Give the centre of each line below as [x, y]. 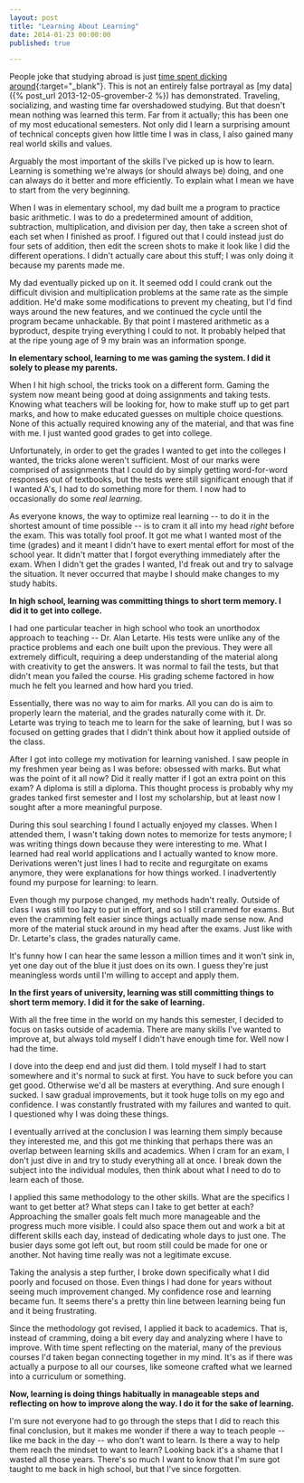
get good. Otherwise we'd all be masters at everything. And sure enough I [147, 1085]
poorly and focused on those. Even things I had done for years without [141, 1282]
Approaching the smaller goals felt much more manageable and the [135, 1216]
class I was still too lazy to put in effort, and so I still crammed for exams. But [152, 910]
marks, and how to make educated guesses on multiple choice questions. [147, 414]
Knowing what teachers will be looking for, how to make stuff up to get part [149, 404]
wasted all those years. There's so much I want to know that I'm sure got [145, 1459]
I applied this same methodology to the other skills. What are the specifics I [149, 1197]
